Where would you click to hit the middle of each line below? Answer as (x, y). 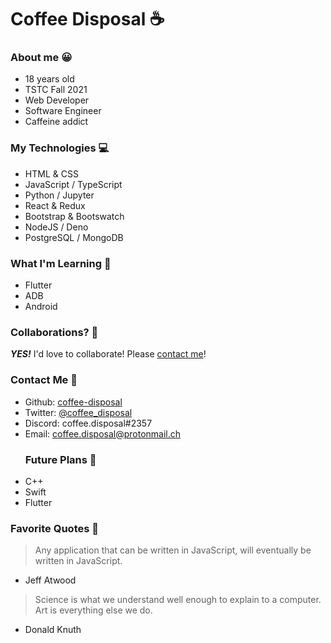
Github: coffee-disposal (73, 402)
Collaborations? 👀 (54, 332)
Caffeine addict (56, 122)
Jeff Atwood (50, 580)
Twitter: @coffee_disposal (78, 412)
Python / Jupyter (59, 195)
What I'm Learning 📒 (61, 263)
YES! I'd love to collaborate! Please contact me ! (108, 354)
